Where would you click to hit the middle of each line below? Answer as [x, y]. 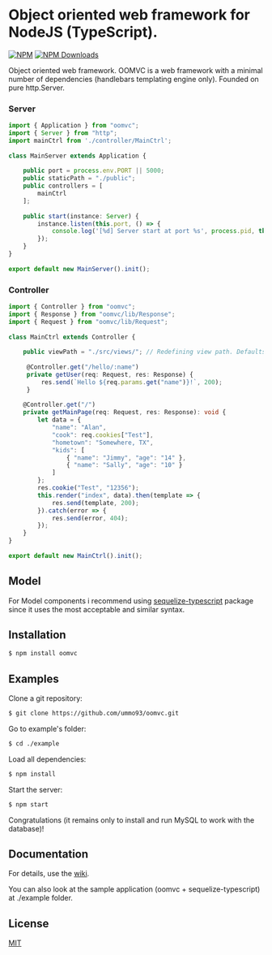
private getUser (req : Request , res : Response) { [110, 374]
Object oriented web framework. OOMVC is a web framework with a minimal [136, 70]
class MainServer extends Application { [78, 156]
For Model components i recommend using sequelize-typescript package [131, 601]
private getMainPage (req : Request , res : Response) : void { [125, 413]
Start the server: [36, 789]
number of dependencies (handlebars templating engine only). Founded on [134, 79]
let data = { [59, 420]
